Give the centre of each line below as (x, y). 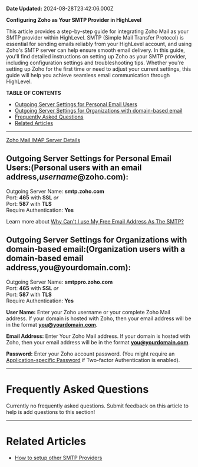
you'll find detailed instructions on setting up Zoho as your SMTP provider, (96, 56)
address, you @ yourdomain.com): (69, 268)
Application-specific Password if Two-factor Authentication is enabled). (93, 360)
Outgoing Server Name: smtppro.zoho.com (60, 282)
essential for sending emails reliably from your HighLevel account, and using (99, 44)
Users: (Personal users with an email (74, 168)
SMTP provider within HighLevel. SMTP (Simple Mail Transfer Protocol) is (95, 37)
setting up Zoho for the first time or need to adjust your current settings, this (99, 69)
